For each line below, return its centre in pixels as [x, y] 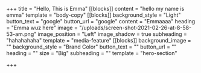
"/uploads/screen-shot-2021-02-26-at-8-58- [136, 28]
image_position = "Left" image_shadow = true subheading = [112, 34]
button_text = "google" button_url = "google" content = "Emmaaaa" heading [101, 21]
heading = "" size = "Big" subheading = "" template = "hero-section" [92, 53]
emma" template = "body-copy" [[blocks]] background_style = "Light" [94, 15]
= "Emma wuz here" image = [42, 28]
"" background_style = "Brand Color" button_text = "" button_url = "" [91, 47]
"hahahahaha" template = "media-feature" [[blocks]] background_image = [99, 40]
